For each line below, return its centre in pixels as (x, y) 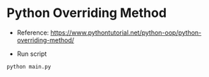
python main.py (29, 66)
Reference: (33, 32)
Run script (32, 54)
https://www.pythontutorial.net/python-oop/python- (126, 32)
